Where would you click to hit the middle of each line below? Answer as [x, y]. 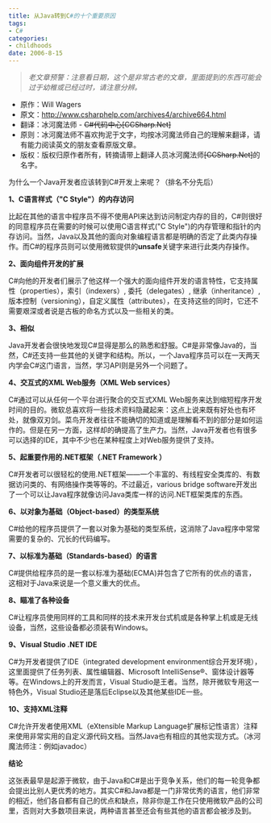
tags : [17, 23]
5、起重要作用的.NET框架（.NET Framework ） [88, 457]
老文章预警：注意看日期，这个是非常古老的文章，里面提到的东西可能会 [145, 77]
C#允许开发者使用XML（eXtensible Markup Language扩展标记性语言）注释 [133, 726]
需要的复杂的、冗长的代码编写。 [61, 538]
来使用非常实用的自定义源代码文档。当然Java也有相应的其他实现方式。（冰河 [135, 736]
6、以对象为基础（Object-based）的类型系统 [84, 511]
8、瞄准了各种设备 [39, 600]
